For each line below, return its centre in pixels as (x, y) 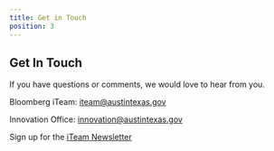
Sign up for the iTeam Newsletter (71, 137)
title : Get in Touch (48, 18)
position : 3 (32, 26)
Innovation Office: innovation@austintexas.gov (96, 119)
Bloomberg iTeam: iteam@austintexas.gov (88, 102)
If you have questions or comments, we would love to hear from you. (137, 85)
